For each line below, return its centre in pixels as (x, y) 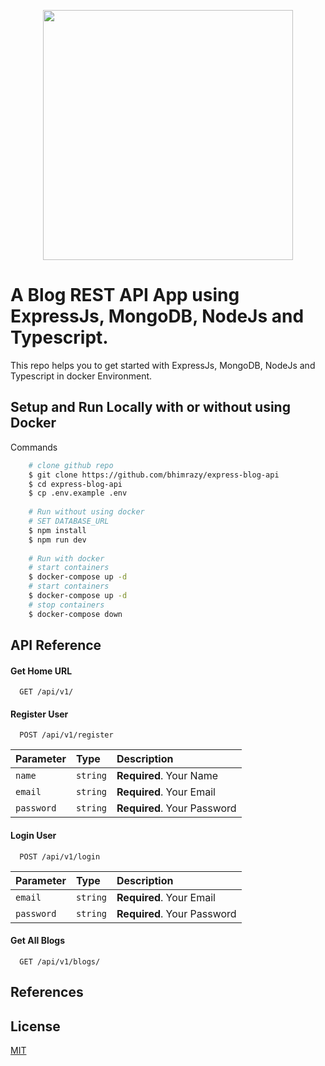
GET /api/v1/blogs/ (60, 961)
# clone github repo (71, 465)
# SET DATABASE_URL (69, 521)
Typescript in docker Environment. (81, 376)
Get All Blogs (37, 941)
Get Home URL (41, 671)
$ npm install (57, 530)
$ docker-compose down (75, 614)
